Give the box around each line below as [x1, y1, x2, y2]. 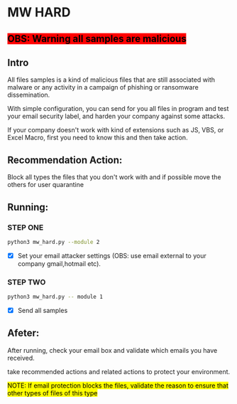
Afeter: [7, 327, 40, 339]
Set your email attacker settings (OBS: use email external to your [17, 251, 207, 260]
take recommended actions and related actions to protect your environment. [7, 367, 231, 376]
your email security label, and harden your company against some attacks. [7, 112, 226, 121]
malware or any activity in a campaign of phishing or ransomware [7, 83, 199, 92]
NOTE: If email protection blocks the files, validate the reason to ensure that [7, 381, 229, 390]
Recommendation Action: [7, 154, 123, 166]
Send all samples [17, 307, 68, 314]
